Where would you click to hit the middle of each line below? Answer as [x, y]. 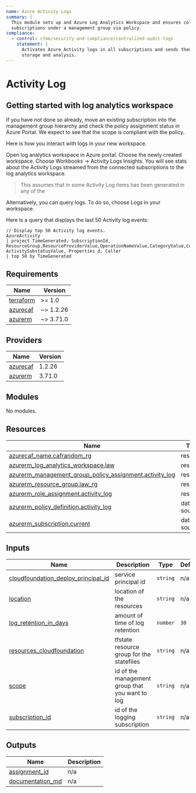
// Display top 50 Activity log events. [56, 231]
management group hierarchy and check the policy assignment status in [93, 126]
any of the [33, 191]
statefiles [127, 661]
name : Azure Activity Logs [39, 11]
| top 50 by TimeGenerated [39, 256]
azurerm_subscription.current [50, 523]
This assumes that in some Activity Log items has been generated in [102, 184]
